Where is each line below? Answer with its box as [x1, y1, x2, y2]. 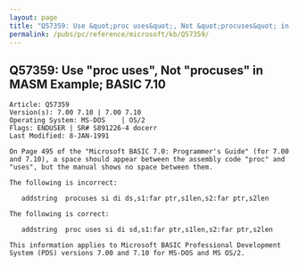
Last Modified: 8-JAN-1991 [9, 131, 110, 141]
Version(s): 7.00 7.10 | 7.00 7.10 [9, 108, 142, 117]
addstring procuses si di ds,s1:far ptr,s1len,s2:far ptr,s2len [21, 194, 269, 204]
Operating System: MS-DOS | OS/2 [9, 116, 145, 125]
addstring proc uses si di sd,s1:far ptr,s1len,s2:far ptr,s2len [21, 225, 274, 235]
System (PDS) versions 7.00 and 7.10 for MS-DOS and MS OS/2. [9, 249, 245, 258]
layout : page [9, 12, 58, 22]
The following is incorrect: [9, 179, 118, 187]
